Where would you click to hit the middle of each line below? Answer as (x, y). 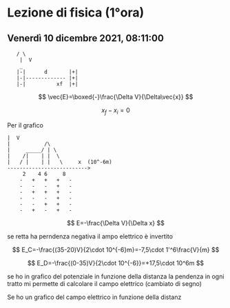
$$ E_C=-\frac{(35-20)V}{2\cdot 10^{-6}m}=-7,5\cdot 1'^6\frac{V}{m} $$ (116, 249)
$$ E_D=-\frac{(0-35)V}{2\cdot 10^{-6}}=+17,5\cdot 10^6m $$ (116, 263)
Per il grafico (25, 125)
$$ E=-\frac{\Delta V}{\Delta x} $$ (116, 223)
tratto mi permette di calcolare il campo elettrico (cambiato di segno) (104, 283)
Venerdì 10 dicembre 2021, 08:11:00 (85, 38)
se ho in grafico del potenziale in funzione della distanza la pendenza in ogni (116, 276)
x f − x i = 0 (116, 111)
